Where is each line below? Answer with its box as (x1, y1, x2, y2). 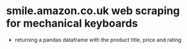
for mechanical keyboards (6, 17, 138, 30)
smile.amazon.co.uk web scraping (6, 4, 180, 18)
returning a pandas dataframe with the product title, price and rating (14, 36, 182, 43)
